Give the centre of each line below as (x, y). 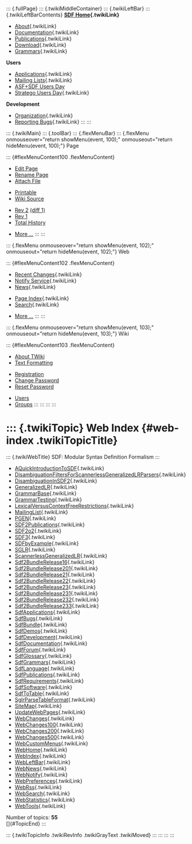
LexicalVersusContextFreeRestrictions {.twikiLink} (74, 506)
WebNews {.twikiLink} (41, 768)
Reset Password (34, 387)
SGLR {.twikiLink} (35, 549)
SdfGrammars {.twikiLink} (45, 662)
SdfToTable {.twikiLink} (42, 693)
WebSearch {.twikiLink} (42, 793)
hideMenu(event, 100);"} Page (43, 146)
